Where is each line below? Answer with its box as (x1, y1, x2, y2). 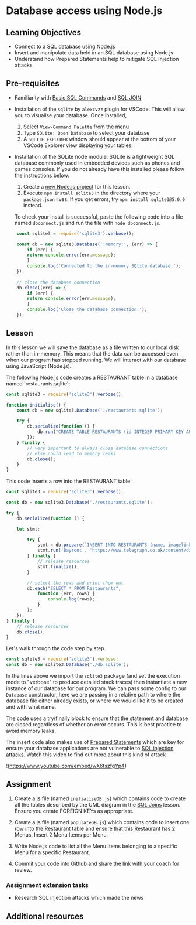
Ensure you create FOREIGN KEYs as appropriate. (14, 807, 134, 814)
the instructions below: (14, 172, 70, 179)
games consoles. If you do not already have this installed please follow (14, 165, 185, 172)
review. (14, 866, 32, 873)
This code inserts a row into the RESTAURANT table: (6, 477, 132, 484)
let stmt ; (16, 526, 41, 532)
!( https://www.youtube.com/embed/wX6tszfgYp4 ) (6, 763, 127, 769)
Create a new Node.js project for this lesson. (23, 183, 131, 190)
